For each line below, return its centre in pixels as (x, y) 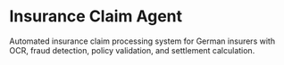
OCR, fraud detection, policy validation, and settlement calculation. (132, 50)
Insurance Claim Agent (96, 16)
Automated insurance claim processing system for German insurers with (142, 41)
